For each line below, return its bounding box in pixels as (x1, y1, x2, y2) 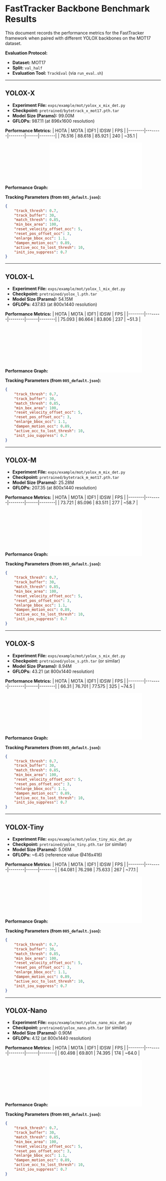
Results (5, 13, 37, 25)
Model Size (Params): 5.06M (12, 847, 72, 852)
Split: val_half (12, 65, 43, 71)
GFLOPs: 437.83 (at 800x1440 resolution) (12, 301, 97, 307)
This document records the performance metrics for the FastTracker (5, 30, 144, 36)
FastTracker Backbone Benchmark (5, 3, 150, 14)
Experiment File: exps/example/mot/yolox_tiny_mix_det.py (12, 836, 132, 842)
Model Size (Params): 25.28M (12, 479, 74, 485)
